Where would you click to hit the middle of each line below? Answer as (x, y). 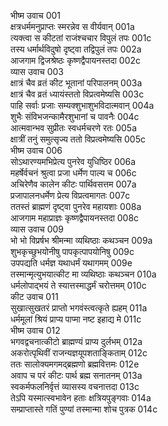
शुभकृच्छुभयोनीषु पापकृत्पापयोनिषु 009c (72, 251)
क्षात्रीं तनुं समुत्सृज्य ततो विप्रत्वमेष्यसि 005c (78, 139)
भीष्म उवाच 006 (36, 150)
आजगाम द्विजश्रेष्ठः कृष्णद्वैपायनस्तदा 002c (76, 60)
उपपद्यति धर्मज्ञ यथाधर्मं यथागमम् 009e (71, 263)
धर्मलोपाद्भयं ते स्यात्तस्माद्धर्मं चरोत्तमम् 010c (78, 285)
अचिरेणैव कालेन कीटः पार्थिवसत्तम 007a (73, 184)
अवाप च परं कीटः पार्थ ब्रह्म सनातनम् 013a (76, 375)
